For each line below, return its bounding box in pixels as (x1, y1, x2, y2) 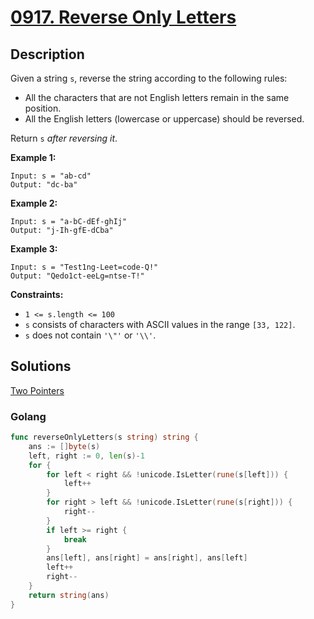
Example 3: (10, 243, 58, 255)
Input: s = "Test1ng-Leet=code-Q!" (10, 262, 159, 272)
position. (24, 102, 62, 114)
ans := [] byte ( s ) (28, 441, 101, 451)
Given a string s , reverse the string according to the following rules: (10, 72, 288, 84)
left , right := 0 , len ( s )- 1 (28, 451, 145, 461)
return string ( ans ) (28, 590, 110, 600)
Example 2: (10, 197, 58, 209)
